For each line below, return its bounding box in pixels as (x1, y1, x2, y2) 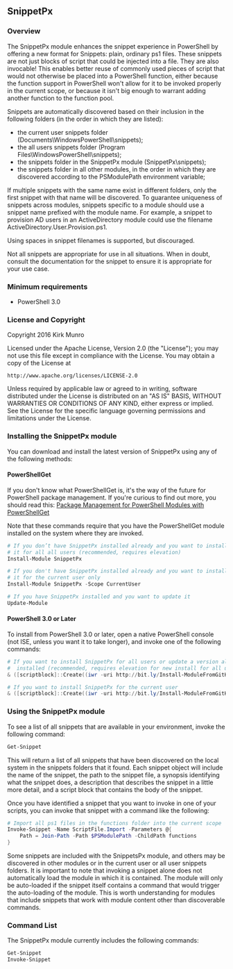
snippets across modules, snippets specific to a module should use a (7, 201, 205, 209)
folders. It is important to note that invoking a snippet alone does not (7, 866, 202, 875)
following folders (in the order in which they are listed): (7, 115, 164, 123)
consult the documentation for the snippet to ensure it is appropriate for (7, 257, 212, 265)
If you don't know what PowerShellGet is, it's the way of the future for (7, 486, 207, 494)
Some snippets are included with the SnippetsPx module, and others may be (7, 852, 225, 860)
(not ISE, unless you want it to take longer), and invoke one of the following (7, 637, 221, 645)
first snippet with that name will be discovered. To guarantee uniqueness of (7, 193, 223, 201)
